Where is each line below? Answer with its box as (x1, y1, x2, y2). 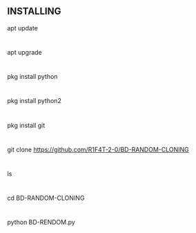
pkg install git (7, 121, 46, 129)
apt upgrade (7, 48, 43, 56)
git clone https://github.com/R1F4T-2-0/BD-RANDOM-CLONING (7, 145, 190, 153)
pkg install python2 (7, 97, 62, 105)
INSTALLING (7, 6, 61, 17)
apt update (7, 24, 38, 32)
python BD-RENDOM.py (7, 218, 76, 227)
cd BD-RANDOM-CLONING (7, 194, 85, 203)
